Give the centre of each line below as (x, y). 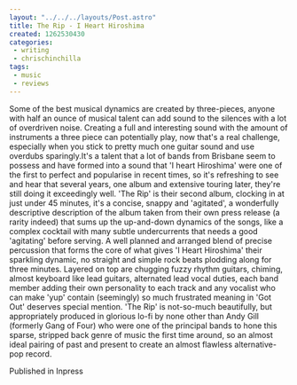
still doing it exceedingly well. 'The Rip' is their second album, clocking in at (147, 193)
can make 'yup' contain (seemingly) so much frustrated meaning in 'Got (141, 297)
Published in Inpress (47, 371)
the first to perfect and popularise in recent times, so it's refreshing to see (144, 175)
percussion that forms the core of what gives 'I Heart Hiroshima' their (136, 250)
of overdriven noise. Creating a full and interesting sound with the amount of (148, 127)
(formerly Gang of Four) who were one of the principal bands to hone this (143, 326)
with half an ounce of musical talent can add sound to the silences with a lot (148, 118)
